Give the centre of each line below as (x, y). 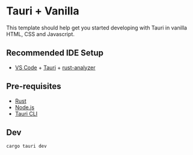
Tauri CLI (26, 114)
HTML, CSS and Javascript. (41, 34)
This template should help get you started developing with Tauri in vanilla (97, 28)
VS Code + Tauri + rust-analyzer (55, 67)
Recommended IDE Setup (55, 53)
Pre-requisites (34, 86)
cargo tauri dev (26, 146)
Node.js (25, 107)
